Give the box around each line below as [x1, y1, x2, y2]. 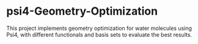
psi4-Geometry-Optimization [6, 4, 158, 18]
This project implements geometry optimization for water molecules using [6, 24, 193, 32]
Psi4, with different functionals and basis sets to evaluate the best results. [6, 31, 193, 38]
